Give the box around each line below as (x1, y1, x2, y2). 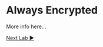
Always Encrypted (6, 4, 98, 17)
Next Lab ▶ (6, 34, 34, 41)
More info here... (6, 23, 46, 30)
